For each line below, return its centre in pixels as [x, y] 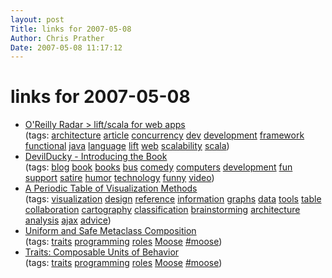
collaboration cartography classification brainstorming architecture [162, 210]
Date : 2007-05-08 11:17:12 [66, 47]
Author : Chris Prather [57, 38]
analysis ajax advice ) [68, 220]
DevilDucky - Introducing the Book [96, 157]
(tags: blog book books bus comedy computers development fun [158, 167]
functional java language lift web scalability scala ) [127, 146]
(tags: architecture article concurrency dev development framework [164, 135]
